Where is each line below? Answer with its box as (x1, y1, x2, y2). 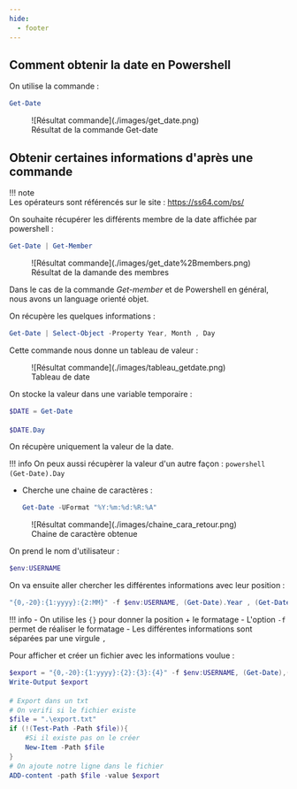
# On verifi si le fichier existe (9, 706, 137, 715)
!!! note (9, 188, 35, 198)
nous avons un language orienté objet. (9, 293, 149, 304)
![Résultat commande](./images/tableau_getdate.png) (31, 362, 226, 372)
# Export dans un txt (9, 696, 89, 705)
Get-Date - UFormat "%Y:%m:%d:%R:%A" (21, 503, 157, 512)
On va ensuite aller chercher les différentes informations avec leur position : (9, 580, 286, 591)
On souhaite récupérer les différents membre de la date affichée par (9, 214, 258, 225)
